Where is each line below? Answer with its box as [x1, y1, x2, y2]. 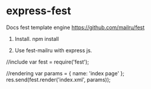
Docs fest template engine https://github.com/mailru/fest [6, 24, 145, 31]
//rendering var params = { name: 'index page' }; [6, 69, 124, 77]
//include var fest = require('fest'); [6, 58, 89, 65]
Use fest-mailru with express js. [14, 46, 92, 54]
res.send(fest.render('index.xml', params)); [6, 76, 111, 83]
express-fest [6, 4, 72, 18]
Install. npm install [14, 35, 59, 42]
